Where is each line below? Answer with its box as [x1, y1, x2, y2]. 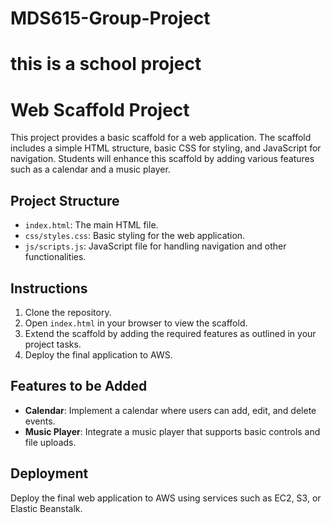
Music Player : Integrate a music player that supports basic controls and [24, 425, 321, 437]
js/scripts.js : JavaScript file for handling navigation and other [24, 240, 287, 252]
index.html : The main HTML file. [24, 219, 159, 231]
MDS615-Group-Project [10, 7, 211, 30]
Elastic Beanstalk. [10, 502, 83, 514]
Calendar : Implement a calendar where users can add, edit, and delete [24, 404, 317, 416]
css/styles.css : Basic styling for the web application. [24, 230, 246, 242]
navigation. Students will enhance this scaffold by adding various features [10, 153, 315, 165]
